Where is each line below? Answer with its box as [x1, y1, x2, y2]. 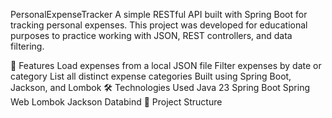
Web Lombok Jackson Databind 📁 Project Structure [10, 96, 223, 108]
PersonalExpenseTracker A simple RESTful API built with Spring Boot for [10, 9, 308, 20]
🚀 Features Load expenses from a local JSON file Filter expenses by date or [10, 60, 322, 71]
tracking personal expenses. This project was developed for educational [10, 19, 308, 31]
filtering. [10, 40, 45, 52]
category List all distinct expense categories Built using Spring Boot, [10, 70, 292, 82]
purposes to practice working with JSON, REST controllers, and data [10, 30, 293, 41]
